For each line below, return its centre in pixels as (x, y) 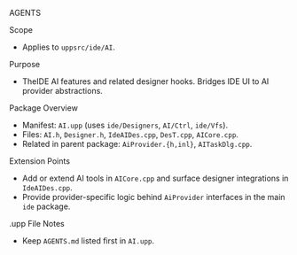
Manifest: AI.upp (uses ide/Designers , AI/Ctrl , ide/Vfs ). (125, 125)
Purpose (25, 64)
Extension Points (40, 161)
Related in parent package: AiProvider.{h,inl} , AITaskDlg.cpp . (137, 144)
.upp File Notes (37, 224)
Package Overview (43, 108)
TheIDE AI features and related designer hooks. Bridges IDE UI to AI (145, 81)
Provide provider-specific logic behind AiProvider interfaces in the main (153, 197)
